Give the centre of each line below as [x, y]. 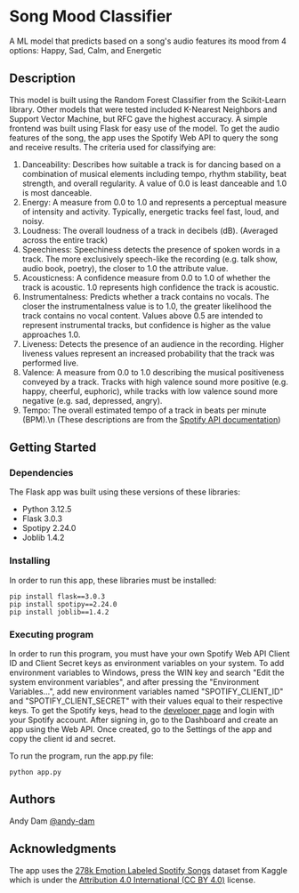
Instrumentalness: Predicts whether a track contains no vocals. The [145, 296]
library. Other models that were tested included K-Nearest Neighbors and [143, 109]
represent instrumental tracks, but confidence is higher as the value [146, 325]
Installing [30, 560]
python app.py [36, 772]
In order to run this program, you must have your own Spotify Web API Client [149, 654]
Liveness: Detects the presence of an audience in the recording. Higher [153, 343]
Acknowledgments [63, 849]
